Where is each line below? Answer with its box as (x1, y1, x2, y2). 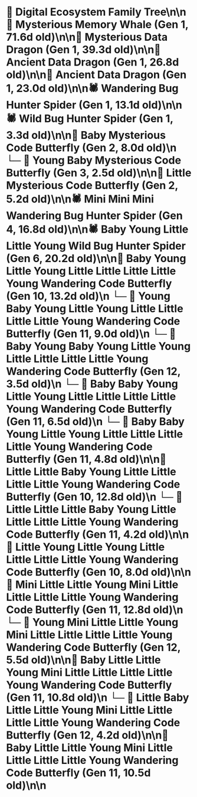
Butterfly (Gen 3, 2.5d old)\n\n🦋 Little (6, 166, 192, 179)
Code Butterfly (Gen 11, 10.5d (6, 766, 151, 780)
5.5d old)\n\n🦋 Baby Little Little (6, 654, 161, 667)
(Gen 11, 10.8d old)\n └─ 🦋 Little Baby (6, 691, 189, 704)
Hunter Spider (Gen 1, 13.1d (6, 99, 140, 112)
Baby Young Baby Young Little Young (6, 339, 191, 353)
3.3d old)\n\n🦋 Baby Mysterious (6, 129, 166, 142)
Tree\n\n (143, 5, 187, 19)
